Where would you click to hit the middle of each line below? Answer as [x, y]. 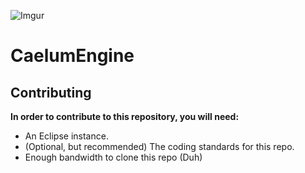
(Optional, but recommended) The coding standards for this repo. [159, 146]
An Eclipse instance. [66, 136]
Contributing [51, 92]
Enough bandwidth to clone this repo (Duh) [113, 157]
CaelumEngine [72, 56]
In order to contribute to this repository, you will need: [125, 116]
